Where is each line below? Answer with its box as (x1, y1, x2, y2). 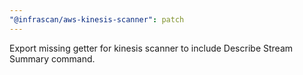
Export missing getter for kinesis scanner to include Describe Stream (9, 42, 294, 54)
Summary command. (9, 52, 96, 65)
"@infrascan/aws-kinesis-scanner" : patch (9, 14, 185, 25)
